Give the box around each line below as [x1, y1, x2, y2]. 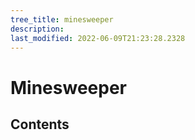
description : [10, 24, 65, 34]
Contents [10, 116, 70, 133]
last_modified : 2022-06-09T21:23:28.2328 [10, 33, 186, 43]
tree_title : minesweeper [10, 14, 114, 25]
